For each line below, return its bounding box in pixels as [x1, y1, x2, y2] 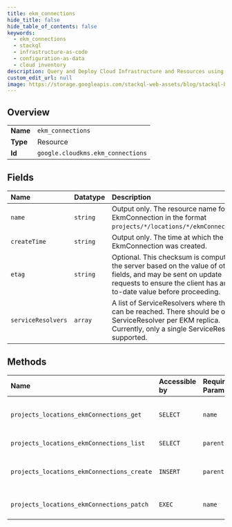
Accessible [158, 376, 197, 386]
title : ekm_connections [7, 10, 76, 17]
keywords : [7, 29, 36, 37]
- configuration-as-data [13, 55, 85, 62]
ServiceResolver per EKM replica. [111, 315, 221, 325]
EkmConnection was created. [111, 241, 207, 251]
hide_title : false [7, 17, 60, 23]
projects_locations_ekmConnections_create [10, 468, 153, 475]
